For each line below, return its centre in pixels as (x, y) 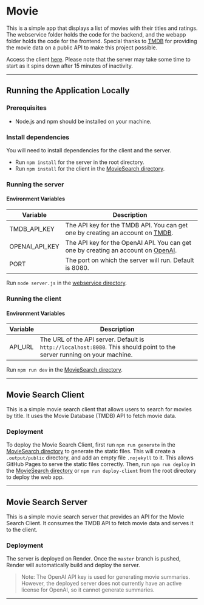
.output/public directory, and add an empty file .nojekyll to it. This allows (100, 458)
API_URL (22, 347)
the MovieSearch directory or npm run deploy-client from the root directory (101, 471)
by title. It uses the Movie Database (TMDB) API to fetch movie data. (91, 416)
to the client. (22, 530)
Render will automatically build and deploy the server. (73, 565)
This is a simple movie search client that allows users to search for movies (99, 409)
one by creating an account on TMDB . (119, 233)
